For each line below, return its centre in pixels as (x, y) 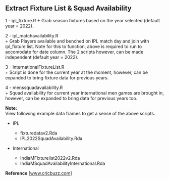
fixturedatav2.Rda (39, 133)
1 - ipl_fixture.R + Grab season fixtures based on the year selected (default (83, 20)
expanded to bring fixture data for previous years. (57, 77)
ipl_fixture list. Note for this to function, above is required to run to (74, 46)
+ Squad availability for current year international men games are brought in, (84, 93)
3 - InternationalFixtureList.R (35, 67)
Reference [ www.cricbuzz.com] (39, 173)
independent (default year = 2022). (42, 57)
